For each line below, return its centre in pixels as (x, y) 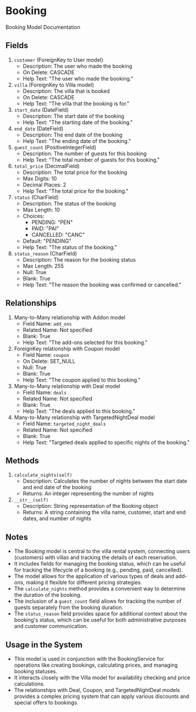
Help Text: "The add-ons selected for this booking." (85, 342)
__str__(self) (31, 500)
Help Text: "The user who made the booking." (78, 78)
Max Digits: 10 (40, 178)
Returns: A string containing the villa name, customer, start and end (104, 512)
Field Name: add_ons (47, 323)
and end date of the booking (57, 487)
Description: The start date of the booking (73, 116)
